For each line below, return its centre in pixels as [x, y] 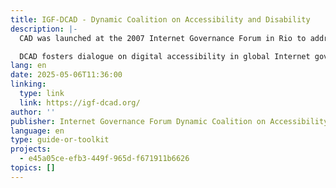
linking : [28, 84]
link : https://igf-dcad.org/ [80, 102]
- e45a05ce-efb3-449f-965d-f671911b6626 [104, 159]
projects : [31, 149]
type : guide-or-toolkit [60, 140]
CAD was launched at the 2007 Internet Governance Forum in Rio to [163, 38]
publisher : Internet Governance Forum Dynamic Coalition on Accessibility [169, 121]
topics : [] [33, 168]
